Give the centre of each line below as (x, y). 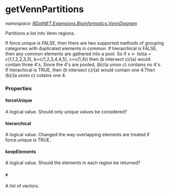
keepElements (21, 151)
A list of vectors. (22, 185)
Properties (19, 88)
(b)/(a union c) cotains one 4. (36, 75)
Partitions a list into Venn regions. (40, 33)
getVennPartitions (45, 9)
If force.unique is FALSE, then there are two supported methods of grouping (84, 43)
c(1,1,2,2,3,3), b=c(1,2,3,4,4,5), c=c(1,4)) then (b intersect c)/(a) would (78, 59)
